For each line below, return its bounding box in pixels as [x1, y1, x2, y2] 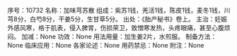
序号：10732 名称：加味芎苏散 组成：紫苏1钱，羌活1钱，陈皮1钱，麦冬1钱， [7, 6, 224, 14]
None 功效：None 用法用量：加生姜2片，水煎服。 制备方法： [40, 32, 217, 41]
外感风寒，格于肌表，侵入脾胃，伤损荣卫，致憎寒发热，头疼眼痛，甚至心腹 [7, 24, 224, 31]
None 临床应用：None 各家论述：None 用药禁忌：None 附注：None [7, 41, 204, 49]
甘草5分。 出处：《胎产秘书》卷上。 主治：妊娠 [93, 15, 228, 23]
